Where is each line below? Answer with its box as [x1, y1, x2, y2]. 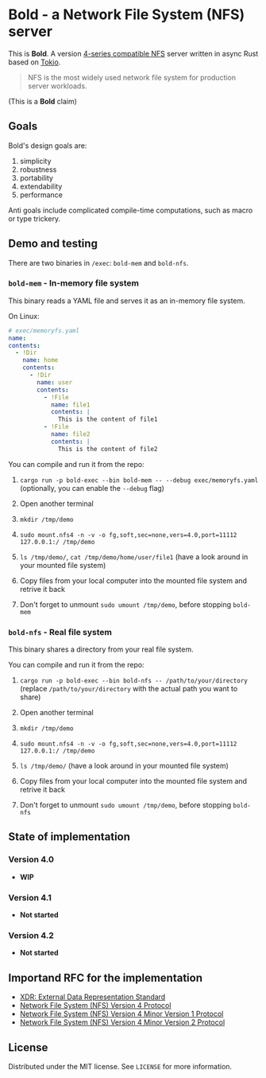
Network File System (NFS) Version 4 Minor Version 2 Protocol [19, 1018, 226, 1027]
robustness [19, 165, 57, 174]
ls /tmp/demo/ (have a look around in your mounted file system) [19, 761, 229, 771]
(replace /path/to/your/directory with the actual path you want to [19, 684, 238, 694]
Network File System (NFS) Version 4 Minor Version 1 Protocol [19, 1009, 224, 1019]
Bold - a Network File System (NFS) [8, 6, 245, 24]
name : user [37, 378, 73, 387]
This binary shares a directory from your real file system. [8, 644, 195, 654]
